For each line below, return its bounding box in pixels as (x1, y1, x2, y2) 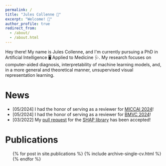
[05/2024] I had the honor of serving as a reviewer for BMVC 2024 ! (12, 111, 151, 117)
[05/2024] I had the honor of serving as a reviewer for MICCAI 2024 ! (12, 106, 154, 112)
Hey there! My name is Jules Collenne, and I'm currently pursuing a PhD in (5, 48, 158, 55)
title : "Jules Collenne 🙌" (5, 12, 61, 17)
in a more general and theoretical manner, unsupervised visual (5, 67, 134, 73)
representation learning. (5, 72, 55, 78)
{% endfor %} (12, 156, 41, 162)
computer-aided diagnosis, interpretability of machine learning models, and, (5, 61, 162, 67)
